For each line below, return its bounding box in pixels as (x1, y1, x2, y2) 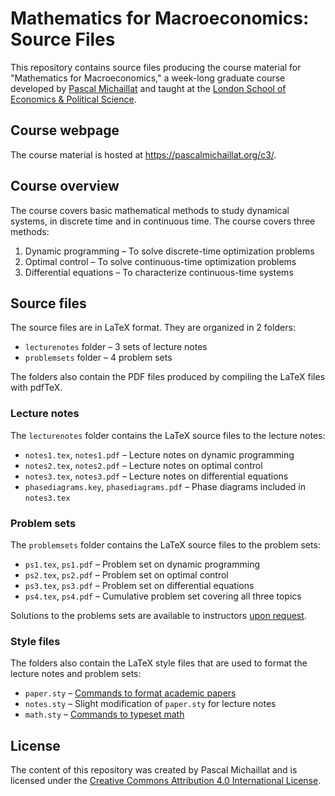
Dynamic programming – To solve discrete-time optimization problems (24, 245, 315, 257)
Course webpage (10, 122, 120, 139)
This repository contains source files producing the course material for (10, 61, 302, 73)
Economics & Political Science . (10, 93, 137, 105)
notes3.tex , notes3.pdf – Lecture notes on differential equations (24, 470, 289, 482)
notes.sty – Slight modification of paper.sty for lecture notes (24, 698, 277, 710)
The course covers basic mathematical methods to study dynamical (10, 204, 290, 216)
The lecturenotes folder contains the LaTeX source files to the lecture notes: (10, 429, 326, 441)
